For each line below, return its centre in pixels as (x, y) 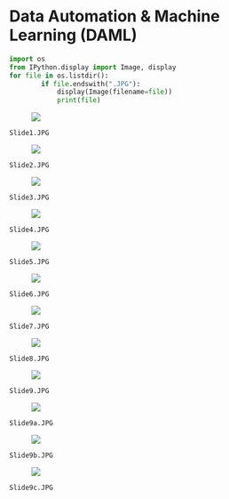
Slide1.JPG (29, 133)
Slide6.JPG (29, 294)
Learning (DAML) (73, 35)
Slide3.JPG (29, 197)
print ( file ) (79, 101)
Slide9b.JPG (31, 455)
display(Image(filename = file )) (114, 92)
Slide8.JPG (29, 359)
